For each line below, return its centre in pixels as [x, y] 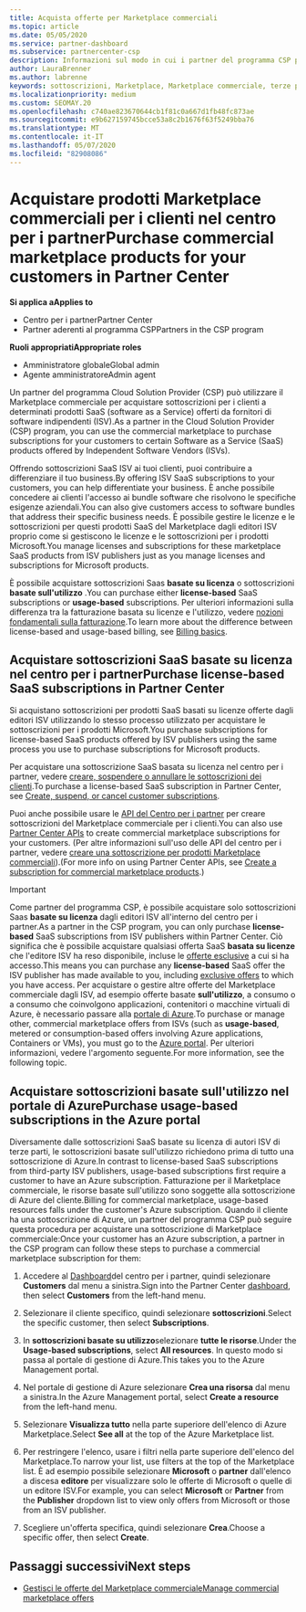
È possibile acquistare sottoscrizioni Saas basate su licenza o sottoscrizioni [152, 583]
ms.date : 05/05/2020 [49, 35]
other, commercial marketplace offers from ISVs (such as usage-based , [144, 1024]
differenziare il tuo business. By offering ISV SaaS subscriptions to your [142, 478]
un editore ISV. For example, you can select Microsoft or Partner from [153, 1491]
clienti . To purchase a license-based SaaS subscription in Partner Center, [146, 786]
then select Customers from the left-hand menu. [114, 1296]
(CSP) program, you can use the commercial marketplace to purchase [141, 431]
